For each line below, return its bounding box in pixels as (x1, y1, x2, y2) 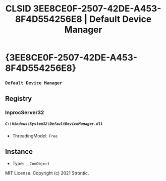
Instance (5, 147, 33, 156)
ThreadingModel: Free (12, 133, 58, 139)
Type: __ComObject (12, 161, 50, 167)
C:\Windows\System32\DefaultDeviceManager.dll (5, 121, 103, 126)
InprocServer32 (5, 109, 45, 116)
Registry (5, 94, 32, 103)
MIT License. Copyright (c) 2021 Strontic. (5, 170, 89, 176)
